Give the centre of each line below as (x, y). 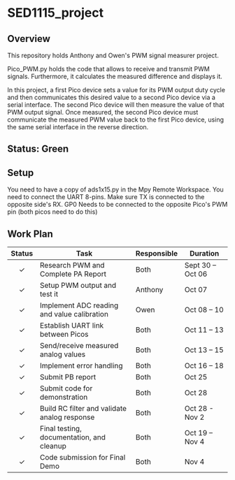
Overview (29, 39)
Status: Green (38, 149)
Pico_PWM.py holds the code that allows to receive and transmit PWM (108, 69)
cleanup (53, 446)
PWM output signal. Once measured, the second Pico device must (103, 112)
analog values (63, 354)
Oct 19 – (199, 433)
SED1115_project (56, 13)
